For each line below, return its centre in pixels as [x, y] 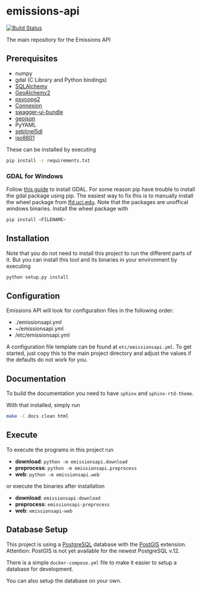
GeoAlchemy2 [33, 93]
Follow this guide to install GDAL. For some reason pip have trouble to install [101, 189]
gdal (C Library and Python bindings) [61, 79]
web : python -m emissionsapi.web [57, 474]
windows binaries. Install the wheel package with [67, 208]
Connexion [28, 105]
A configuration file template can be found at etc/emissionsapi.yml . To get [99, 347]
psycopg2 [27, 99]
